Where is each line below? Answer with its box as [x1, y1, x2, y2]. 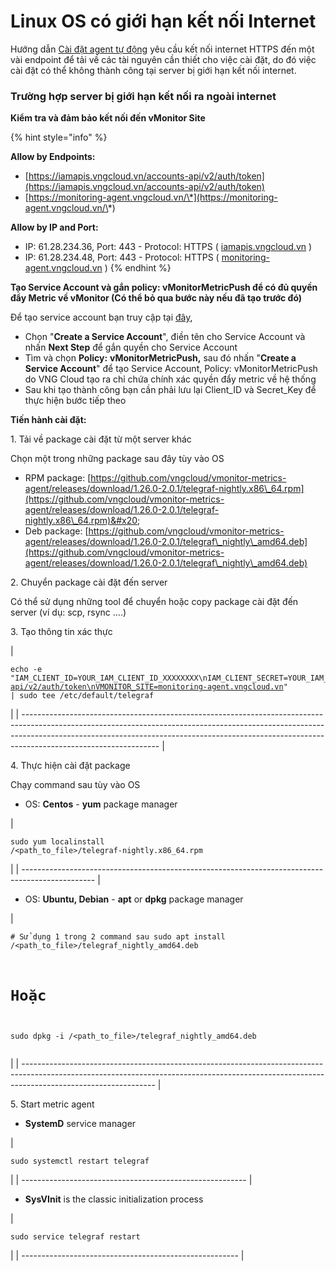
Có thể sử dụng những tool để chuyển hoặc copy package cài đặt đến [10, 596, 299, 608]
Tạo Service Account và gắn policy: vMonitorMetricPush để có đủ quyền [10, 281, 318, 294]
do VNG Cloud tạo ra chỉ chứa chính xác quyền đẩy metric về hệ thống [24, 373, 317, 385]
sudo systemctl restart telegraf [10, 1156, 150, 1167]
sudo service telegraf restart [10, 1232, 141, 1242]
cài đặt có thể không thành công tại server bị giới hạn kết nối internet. [10, 64, 297, 76]
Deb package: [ [24, 525, 89, 537]
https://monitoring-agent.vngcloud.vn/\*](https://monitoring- [28, 191, 278, 204]
